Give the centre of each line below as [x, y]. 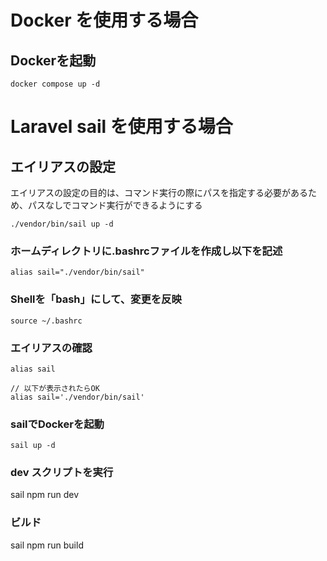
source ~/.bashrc [46, 321]
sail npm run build [47, 545]
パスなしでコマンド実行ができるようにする [115, 205]
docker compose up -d [55, 84]
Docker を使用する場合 [104, 20]
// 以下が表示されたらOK [55, 388]
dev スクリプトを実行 [62, 473]
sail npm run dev [45, 495]
